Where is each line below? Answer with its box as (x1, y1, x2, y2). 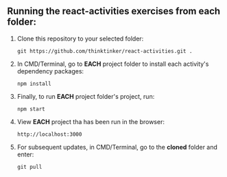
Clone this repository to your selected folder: (16, 34, 144, 43)
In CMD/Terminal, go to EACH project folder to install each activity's (16, 60, 209, 68)
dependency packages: (16, 67, 84, 75)
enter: (16, 150, 34, 158)
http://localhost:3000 (16, 130, 82, 138)
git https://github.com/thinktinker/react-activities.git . (16, 47, 193, 54)
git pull (16, 163, 43, 170)
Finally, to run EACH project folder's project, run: (16, 92, 155, 100)
